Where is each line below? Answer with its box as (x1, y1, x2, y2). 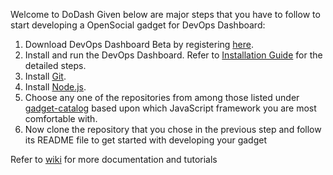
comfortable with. (24, 113, 98, 124)
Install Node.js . (24, 81, 87, 93)
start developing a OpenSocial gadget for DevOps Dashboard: (10, 19, 266, 31)
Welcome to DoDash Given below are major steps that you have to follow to (10, 9, 321, 20)
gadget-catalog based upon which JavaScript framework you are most (24, 102, 317, 114)
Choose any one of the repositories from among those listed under (24, 92, 300, 103)
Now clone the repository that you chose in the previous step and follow (24, 124, 322, 135)
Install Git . (24, 70, 67, 82)
